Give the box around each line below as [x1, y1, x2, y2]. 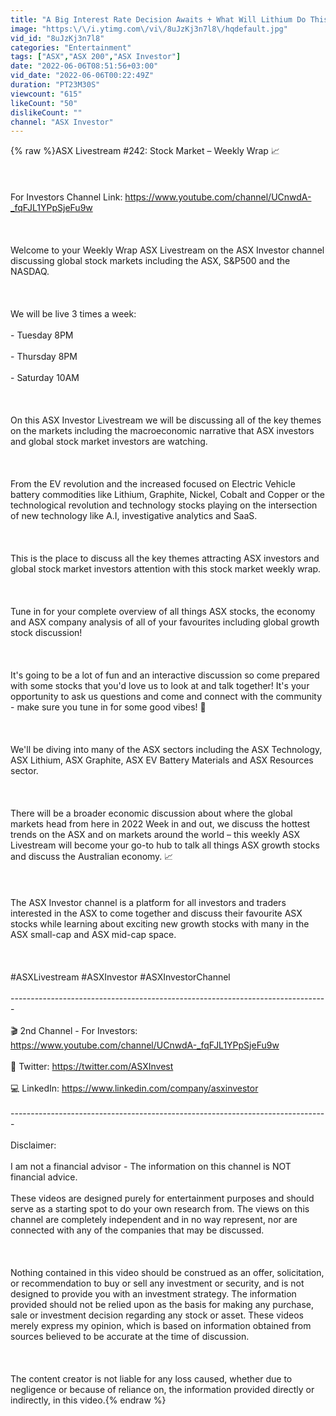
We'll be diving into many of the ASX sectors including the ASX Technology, [10, 744, 323, 756]
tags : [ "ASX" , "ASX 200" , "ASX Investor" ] [10, 52, 182, 62]
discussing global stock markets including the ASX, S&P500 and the [10, 255, 291, 267]
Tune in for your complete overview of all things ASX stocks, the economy [10, 606, 316, 618]
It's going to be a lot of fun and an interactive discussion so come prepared [10, 669, 320, 681]
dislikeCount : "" [10, 107, 83, 118]
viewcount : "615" [10, 89, 83, 99]
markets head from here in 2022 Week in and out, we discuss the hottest [10, 818, 311, 830]
